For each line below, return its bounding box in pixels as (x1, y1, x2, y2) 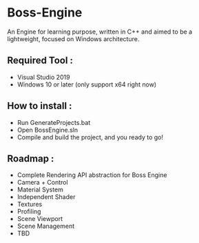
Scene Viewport (17, 215, 63, 223)
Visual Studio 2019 (17, 73, 70, 81)
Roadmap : (7, 152, 54, 164)
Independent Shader (17, 193, 76, 201)
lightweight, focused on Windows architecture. (7, 34, 140, 43)
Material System (17, 185, 64, 194)
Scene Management (17, 222, 74, 231)
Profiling (17, 207, 41, 216)
